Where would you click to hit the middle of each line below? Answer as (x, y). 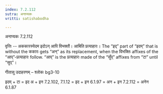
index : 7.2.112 (20, 9)
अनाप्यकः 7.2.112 (19, 36)
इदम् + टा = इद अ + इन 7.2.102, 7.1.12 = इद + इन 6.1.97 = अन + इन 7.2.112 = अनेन (77, 82)
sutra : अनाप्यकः (19, 14)
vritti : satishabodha (27, 18)
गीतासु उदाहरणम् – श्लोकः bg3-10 (32, 72)
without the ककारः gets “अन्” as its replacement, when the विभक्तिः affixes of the (82, 52)
